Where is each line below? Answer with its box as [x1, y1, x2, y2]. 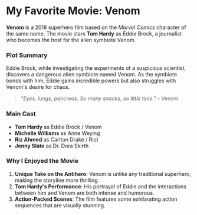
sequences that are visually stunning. [14, 201, 106, 208]
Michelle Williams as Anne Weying [14, 129, 100, 137]
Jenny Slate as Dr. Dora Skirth [14, 142, 89, 149]
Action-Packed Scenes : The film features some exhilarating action [14, 195, 178, 203]
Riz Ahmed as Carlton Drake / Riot [14, 136, 98, 143]
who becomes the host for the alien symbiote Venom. [6, 36, 136, 43]
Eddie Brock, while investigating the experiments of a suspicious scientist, [6, 65, 186, 72]
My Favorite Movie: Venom [6, 4, 140, 18]
